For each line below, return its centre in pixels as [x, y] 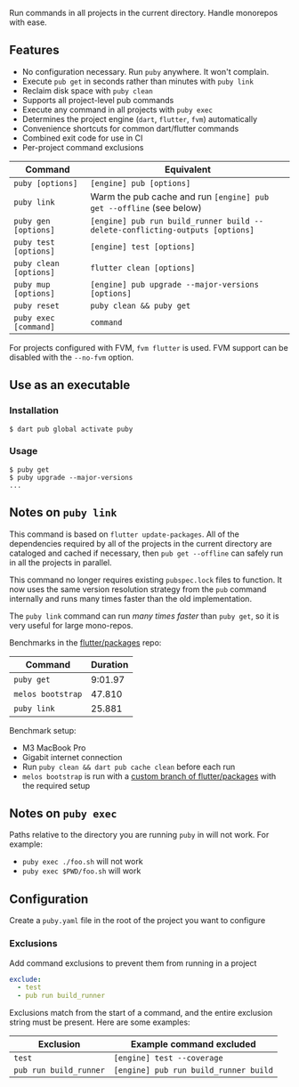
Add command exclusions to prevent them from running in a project [133, 963]
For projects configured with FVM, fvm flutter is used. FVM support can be [149, 347]
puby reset [36, 305]
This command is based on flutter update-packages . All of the [125, 534]
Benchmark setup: [43, 730]
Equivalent [188, 169]
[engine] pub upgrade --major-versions [175, 284]
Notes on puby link [63, 512]
